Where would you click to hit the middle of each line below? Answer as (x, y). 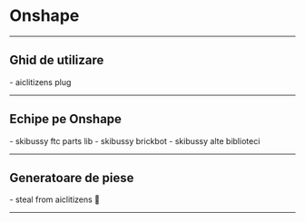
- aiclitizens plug (40, 82)
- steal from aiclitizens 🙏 (54, 199)
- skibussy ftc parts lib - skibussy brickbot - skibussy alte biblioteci (135, 140)
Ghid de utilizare (57, 60)
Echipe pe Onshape (66, 119)
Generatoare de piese (72, 178)
